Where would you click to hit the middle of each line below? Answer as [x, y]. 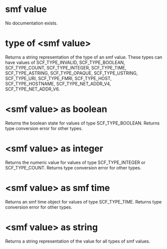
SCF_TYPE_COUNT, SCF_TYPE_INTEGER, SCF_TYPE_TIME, [66, 67]
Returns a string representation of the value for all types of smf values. [78, 241]
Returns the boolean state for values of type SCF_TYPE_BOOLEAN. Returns [83, 123]
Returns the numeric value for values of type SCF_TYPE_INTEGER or [75, 162]
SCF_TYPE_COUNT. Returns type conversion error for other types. [73, 167]
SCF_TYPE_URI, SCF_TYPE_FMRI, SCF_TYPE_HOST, [59, 78]
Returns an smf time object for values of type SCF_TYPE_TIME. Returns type [83, 201]
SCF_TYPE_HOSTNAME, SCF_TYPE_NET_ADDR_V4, [58, 83]
